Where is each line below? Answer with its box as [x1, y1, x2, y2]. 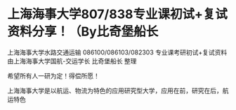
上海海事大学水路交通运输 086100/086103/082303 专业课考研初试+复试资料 [7, 48, 228, 56]
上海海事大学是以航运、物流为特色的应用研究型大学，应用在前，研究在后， [7, 86, 223, 95]
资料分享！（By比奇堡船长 [7, 24, 159, 40]
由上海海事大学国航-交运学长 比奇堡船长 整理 [7, 56, 137, 65]
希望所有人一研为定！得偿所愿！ [7, 71, 100, 80]
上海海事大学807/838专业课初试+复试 [7, 6, 228, 22]
